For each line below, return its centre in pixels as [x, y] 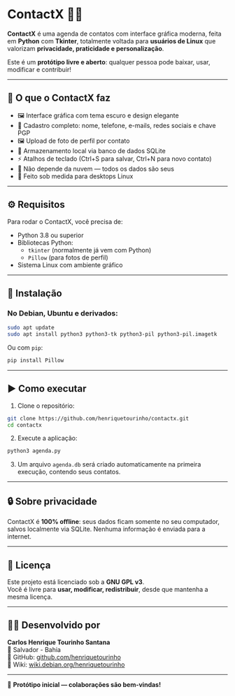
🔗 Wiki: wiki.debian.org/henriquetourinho [66, 665]
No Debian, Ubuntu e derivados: [63, 313]
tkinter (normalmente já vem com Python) [90, 250]
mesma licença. [30, 597]
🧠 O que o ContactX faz [59, 98]
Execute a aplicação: [47, 438]
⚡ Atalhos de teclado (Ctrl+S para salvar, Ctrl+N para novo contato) [114, 158]
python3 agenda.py [34, 451]
